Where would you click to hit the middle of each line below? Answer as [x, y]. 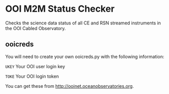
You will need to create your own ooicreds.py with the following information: [85, 56]
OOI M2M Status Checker [60, 9]
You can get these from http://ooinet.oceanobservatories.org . [70, 86]
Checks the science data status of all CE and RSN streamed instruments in [83, 23]
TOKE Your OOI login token [32, 76]
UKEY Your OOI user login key [35, 66]
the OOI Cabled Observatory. [36, 28]
